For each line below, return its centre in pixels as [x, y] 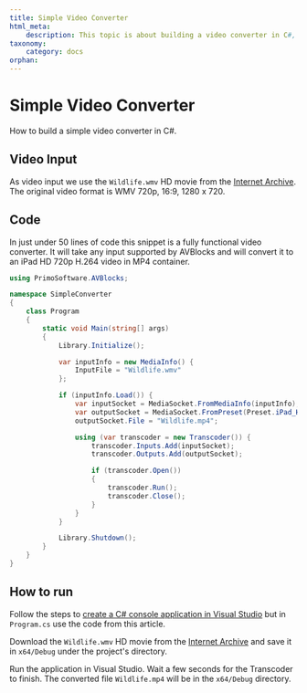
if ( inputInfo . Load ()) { [106, 395]
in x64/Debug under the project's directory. [88, 651]
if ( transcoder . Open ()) [136, 471]
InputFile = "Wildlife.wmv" [128, 371]
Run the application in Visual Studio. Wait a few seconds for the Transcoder [152, 668]
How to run [42, 592]
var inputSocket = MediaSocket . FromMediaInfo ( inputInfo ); [187, 404]
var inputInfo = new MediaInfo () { [126, 362]
